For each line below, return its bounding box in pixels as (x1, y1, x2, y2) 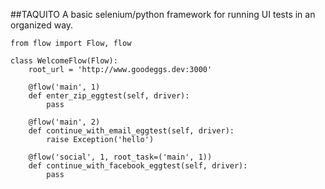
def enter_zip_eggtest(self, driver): (28, 91, 190, 101)
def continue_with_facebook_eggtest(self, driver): (28, 161, 248, 171)
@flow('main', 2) (28, 117, 101, 127)
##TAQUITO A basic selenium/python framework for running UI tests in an (10, 9, 316, 20)
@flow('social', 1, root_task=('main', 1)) (28, 152, 213, 162)
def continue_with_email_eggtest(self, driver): (28, 126, 235, 136)
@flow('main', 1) (28, 82, 101, 92)
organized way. (10, 19, 74, 31)
